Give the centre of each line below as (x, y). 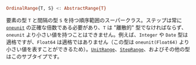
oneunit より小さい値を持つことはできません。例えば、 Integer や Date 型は (97, 34)
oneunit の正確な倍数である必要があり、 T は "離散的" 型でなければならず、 (97, 27)
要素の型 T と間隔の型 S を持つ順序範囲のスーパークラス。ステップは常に (94, 20)
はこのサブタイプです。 (34, 56)
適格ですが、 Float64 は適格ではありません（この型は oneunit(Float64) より (98, 42)
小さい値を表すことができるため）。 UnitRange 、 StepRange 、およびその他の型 (98, 49)
